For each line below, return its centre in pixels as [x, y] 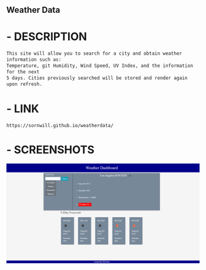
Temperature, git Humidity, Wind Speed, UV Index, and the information [100, 66]
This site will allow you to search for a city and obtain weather [94, 54]
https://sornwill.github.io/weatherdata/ [60, 126]
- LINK [23, 108]
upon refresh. [25, 84]
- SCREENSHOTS [51, 150]
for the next [23, 72]
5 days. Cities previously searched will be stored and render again [97, 78]
